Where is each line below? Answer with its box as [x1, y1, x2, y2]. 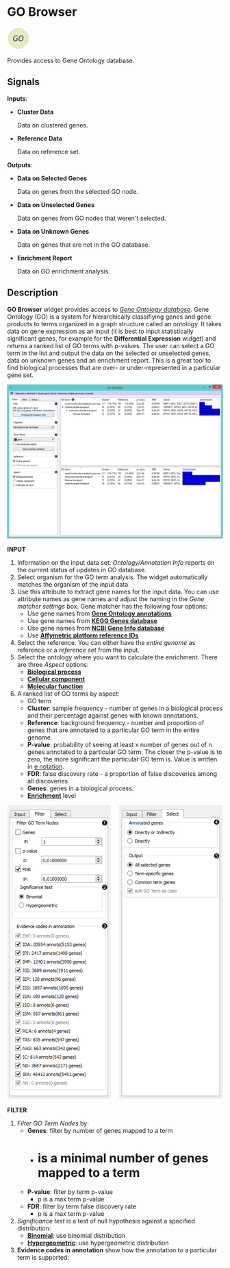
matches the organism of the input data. [16, 580, 130, 588]
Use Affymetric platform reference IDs [27, 631, 139, 639]
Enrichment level [27, 791, 77, 799]
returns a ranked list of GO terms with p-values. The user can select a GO [7, 341, 215, 350]
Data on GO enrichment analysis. [16, 267, 111, 275]
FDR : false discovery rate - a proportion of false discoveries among [27, 769, 218, 778]
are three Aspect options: [16, 660, 89, 668]
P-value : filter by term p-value [27, 1187, 114, 1196]
